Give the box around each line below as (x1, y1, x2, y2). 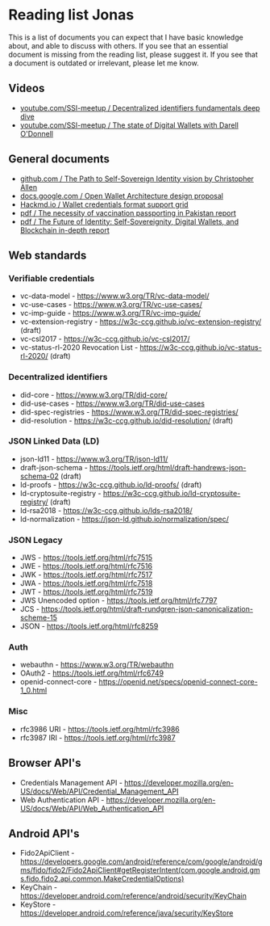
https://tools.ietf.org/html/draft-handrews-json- (89, 462, 247, 472)
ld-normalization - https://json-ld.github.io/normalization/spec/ (19, 514, 230, 524)
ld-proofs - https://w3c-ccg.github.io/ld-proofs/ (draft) (19, 479, 202, 490)
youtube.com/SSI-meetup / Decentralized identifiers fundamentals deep (19, 103, 260, 112)
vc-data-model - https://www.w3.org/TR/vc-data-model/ (19, 291, 210, 301)
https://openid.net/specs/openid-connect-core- (98, 677, 258, 687)
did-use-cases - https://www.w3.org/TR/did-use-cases (19, 398, 206, 408)
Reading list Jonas (8, 6, 135, 24)
